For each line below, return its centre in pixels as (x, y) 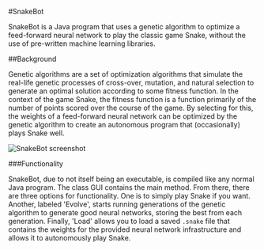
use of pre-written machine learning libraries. (82, 44)
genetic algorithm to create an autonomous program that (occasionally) (124, 125)
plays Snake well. (36, 133)
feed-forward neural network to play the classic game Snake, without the (127, 35)
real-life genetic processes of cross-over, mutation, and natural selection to (131, 83)
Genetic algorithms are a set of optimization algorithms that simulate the (126, 74)
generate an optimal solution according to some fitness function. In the (123, 91)
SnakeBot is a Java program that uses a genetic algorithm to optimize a (124, 27)
